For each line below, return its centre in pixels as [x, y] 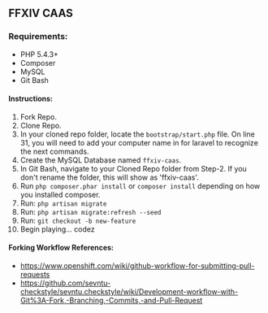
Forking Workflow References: [61, 248]
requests [35, 275]
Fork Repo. [38, 116]
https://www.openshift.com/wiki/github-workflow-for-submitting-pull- [137, 266]
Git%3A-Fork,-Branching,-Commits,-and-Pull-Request [111, 301]
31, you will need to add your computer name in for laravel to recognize [139, 142]
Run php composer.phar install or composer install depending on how [140, 185]
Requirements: [38, 37]
